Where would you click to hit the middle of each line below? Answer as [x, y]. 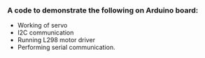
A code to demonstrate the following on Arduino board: [103, 10]
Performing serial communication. [66, 48]
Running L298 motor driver [56, 40]
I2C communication [45, 32]
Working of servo [42, 26]
